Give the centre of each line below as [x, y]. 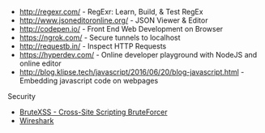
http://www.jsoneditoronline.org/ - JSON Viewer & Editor [113, 20]
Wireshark [36, 120]
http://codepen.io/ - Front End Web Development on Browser [121, 29]
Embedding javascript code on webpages [89, 81]
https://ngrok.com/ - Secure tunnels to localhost [100, 37]
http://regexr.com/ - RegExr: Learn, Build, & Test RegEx [111, 12]
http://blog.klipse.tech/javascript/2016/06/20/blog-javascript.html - [132, 72]
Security [21, 96]
